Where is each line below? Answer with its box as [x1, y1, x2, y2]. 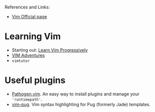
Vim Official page [11, 14, 47, 19]
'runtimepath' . [11, 96, 42, 102]
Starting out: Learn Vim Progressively [11, 47, 88, 53]
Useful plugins [4, 75, 66, 86]
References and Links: [4, 4, 50, 10]
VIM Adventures [11, 52, 45, 58]
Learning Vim [4, 31, 61, 42]
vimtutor [11, 58, 30, 63]
